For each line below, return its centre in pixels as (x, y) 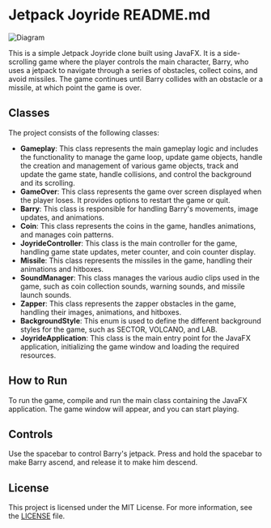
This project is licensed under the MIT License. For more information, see (131, 508)
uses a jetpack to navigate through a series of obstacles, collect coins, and (133, 70)
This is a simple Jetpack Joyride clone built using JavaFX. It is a (115, 53)
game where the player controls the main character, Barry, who (144, 62)
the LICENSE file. (37, 516)
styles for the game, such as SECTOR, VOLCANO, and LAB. (119, 329)
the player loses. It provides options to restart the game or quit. (125, 200)
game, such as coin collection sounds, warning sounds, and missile (132, 286)
